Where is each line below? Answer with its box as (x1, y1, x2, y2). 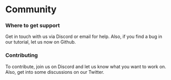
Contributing (5, 52, 38, 59)
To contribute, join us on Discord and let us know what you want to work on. (5, 63, 166, 70)
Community (5, 4, 57, 15)
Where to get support (5, 22, 60, 29)
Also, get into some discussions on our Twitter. (5, 69, 104, 75)
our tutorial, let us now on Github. (5, 39, 76, 45)
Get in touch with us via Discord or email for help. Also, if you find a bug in (5, 33, 163, 39)
